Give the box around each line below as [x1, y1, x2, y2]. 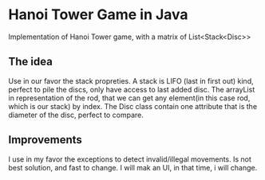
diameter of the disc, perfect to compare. [8, 110, 144, 119]
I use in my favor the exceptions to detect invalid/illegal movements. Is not [8, 154, 251, 164]
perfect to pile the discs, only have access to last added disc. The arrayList [8, 84, 255, 94]
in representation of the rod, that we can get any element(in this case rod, [8, 93, 251, 103]
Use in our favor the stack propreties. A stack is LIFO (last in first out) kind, [8, 76, 254, 85]
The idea [8, 55, 53, 68]
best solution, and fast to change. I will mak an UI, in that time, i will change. [8, 162, 258, 172]
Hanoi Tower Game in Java [8, 6, 189, 24]
